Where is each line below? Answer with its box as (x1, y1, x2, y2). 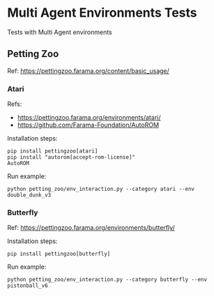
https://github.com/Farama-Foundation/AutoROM (17, 120, 159, 130)
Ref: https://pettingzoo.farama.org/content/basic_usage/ (7, 66, 169, 75)
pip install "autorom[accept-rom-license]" (7, 154, 136, 161)
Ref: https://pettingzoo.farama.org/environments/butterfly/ (7, 224, 176, 232)
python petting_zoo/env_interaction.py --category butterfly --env (7, 276, 208, 283)
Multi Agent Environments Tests (7, 5, 197, 21)
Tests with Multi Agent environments (7, 28, 113, 36)
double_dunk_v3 (7, 192, 52, 199)
